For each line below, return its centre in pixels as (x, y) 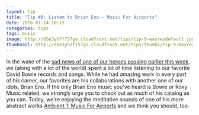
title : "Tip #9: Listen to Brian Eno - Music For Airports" (82, 17)
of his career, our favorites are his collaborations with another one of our (95, 80)
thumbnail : (20, 45)
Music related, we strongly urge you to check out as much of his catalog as (98, 93)
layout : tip (21, 12)
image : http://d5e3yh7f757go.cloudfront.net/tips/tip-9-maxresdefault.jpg (100, 39)
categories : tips (28, 28)
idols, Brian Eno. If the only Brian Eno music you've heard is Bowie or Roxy (97, 87)
